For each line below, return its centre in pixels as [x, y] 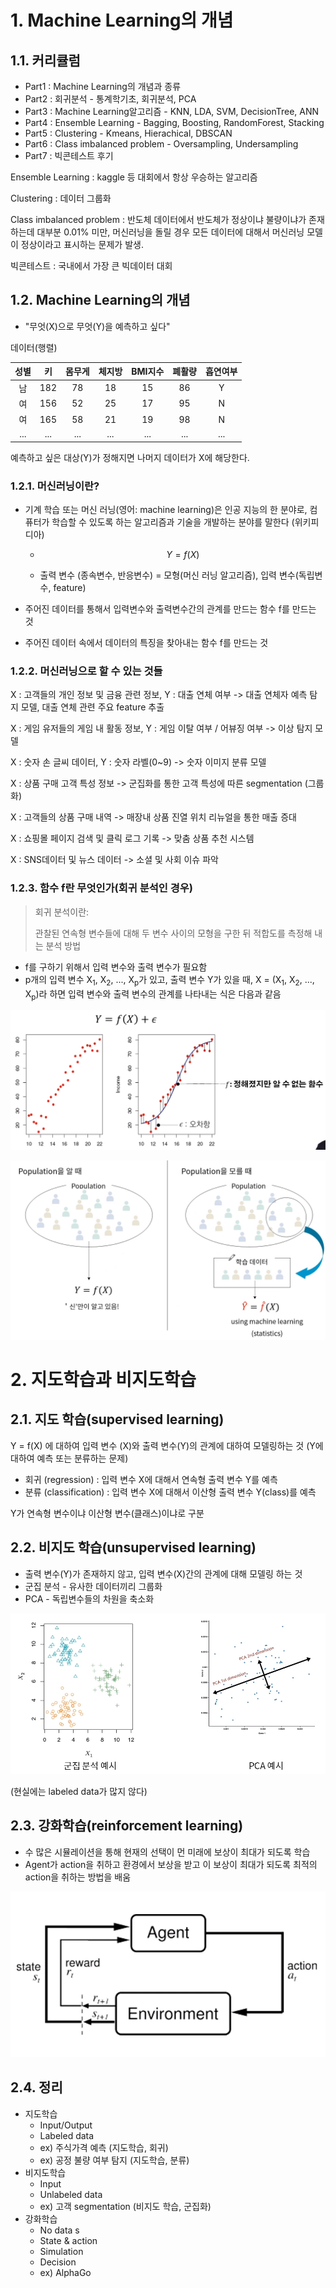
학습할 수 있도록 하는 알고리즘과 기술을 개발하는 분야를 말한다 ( [173, 522]
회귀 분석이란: [62, 912]
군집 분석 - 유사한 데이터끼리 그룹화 [93, 1586]
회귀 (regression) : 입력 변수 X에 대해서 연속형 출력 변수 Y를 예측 [151, 1479]
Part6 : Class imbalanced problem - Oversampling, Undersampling [161, 144]
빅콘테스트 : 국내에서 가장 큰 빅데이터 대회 [91, 265]
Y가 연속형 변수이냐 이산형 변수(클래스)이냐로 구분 [107, 1513]
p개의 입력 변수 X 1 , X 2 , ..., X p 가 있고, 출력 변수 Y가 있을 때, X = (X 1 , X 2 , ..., [169, 980]
